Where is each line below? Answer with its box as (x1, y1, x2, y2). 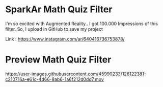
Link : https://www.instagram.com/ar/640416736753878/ (5, 36, 125, 42)
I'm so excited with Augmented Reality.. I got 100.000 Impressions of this (5, 20, 158, 27)
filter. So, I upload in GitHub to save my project (5, 26, 103, 32)
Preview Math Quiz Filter (5, 54, 112, 66)
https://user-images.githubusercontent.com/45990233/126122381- (5, 71, 147, 77)
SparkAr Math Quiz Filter (5, 4, 113, 15)
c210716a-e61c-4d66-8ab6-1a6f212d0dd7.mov (5, 76, 104, 82)
